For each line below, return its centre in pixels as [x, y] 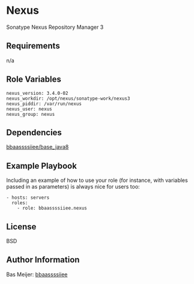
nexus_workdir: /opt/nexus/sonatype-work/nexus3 [68, 98]
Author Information [43, 260]
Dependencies [34, 132]
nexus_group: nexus [31, 114]
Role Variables [34, 80]
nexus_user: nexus [29, 109]
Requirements [33, 46]
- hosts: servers [28, 198]
